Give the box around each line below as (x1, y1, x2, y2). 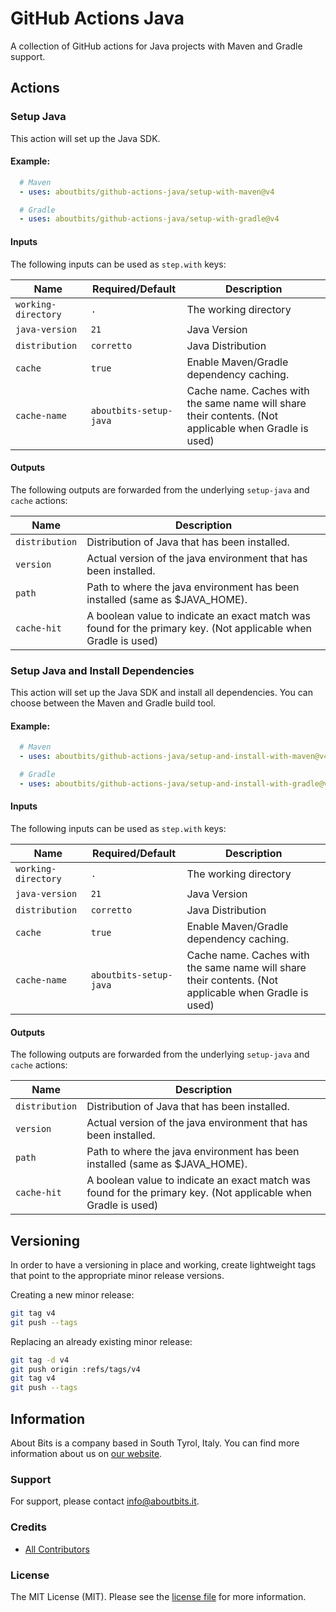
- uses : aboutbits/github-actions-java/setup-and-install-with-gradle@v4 (19, 778, 333, 789)
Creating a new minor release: (10, 1288, 135, 1301)
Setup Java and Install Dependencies (10, 663, 195, 677)
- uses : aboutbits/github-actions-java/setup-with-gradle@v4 (19, 214, 280, 224)
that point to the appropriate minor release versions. (10, 1269, 225, 1281)
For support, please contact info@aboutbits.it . (10, 1495, 200, 1507)
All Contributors (24, 1543, 90, 1555)
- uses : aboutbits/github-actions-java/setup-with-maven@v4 (19, 187, 275, 197)
